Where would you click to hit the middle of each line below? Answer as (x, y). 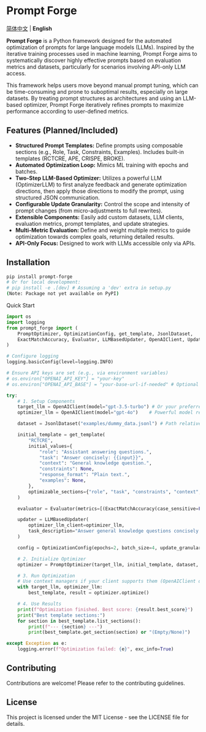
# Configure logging (33, 356)
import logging (26, 322)
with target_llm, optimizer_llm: (60, 587)
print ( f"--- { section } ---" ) (66, 626)
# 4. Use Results (40, 604)
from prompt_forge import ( (42, 328)
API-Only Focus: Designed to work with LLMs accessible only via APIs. (105, 243)
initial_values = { (50, 446)
